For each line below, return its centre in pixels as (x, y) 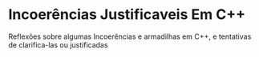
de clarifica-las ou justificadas (58, 44)
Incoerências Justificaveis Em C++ (127, 15)
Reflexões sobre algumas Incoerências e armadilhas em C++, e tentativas (130, 36)
